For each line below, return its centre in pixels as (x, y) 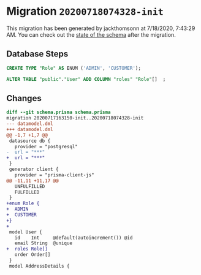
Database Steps (37, 54)
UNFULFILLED (30, 186)
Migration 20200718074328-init (85, 11)
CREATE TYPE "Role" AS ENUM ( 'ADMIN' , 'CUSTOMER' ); (74, 68)
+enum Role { (23, 203)
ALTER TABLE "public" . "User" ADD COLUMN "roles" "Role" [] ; (86, 79)
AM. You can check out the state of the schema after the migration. (91, 34)
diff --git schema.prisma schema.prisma (59, 112)
